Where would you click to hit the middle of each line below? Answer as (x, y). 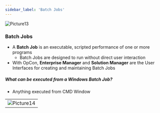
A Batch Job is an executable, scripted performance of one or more (81, 47)
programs (22, 52)
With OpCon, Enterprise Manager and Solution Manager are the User (83, 62)
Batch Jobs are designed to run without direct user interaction (82, 57)
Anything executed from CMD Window (51, 91)
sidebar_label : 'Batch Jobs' (35, 10)
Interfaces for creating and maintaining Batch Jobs (64, 68)
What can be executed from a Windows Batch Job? (59, 79)
